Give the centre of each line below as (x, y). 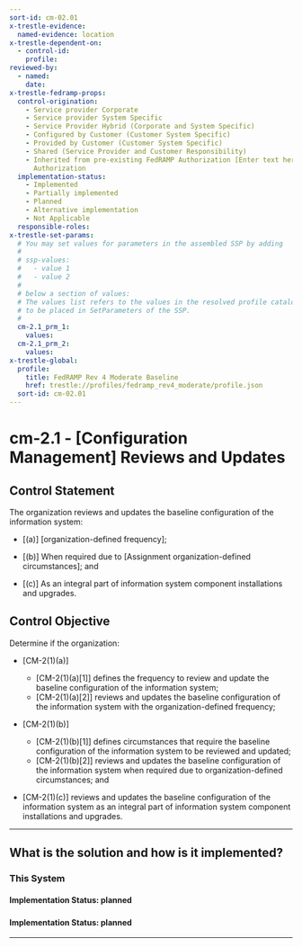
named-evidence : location (66, 34)
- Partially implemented (72, 193)
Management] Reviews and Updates (147, 457)
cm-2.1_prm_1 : (44, 327)
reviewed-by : (34, 68)
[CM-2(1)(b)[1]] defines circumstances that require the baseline (153, 741)
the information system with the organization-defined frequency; (155, 706)
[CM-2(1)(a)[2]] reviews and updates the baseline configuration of (158, 697)
